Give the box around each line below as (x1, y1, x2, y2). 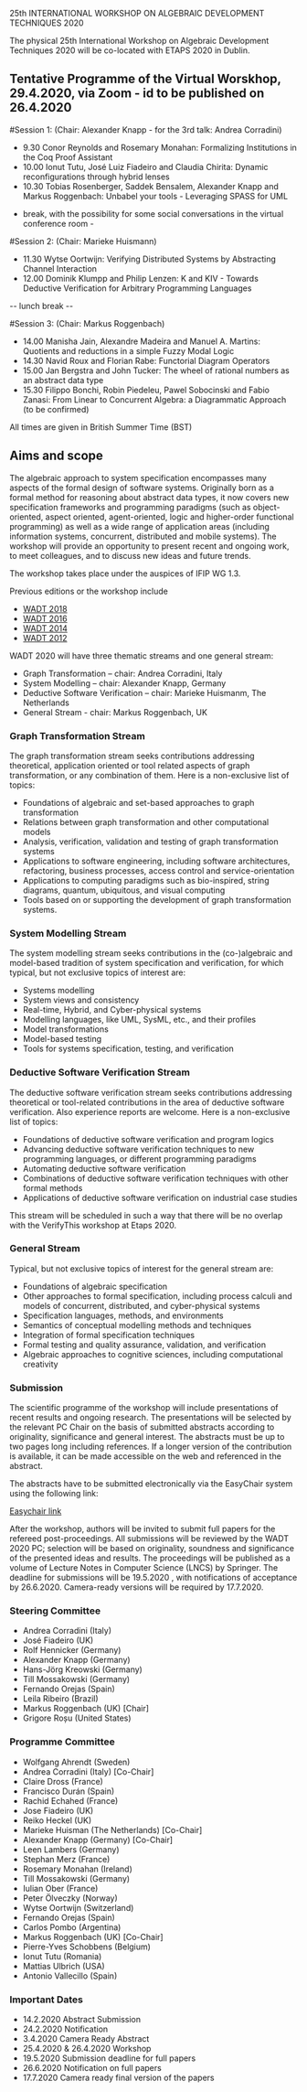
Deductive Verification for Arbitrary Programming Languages (22, 283, 252, 294)
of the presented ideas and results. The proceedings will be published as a (9, 1552, 291, 1563)
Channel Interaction (22, 263, 98, 274)
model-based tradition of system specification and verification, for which (9, 958, 284, 969)
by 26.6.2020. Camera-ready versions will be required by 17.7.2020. (9, 1582, 264, 1593)
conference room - (22, 218, 94, 229)
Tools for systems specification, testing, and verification (22, 1043, 235, 1055)
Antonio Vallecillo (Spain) (22, 1970, 118, 1981)
